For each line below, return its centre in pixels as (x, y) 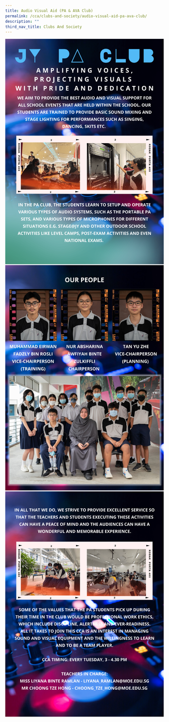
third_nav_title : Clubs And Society (44, 27)
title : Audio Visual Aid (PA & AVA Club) (49, 11)
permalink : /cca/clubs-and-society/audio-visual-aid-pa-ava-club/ (76, 16)
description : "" (22, 21)
